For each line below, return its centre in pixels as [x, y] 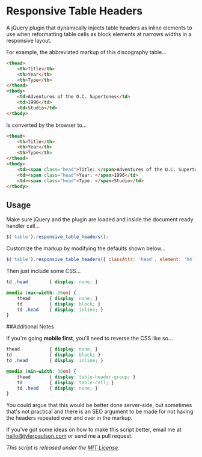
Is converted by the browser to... [47, 125]
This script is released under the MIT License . [63, 448]
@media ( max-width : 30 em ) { [41, 293]
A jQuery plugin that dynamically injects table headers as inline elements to [99, 28]
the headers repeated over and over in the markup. [69, 418]
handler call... [23, 226]
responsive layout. [29, 40]
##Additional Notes [30, 327]
